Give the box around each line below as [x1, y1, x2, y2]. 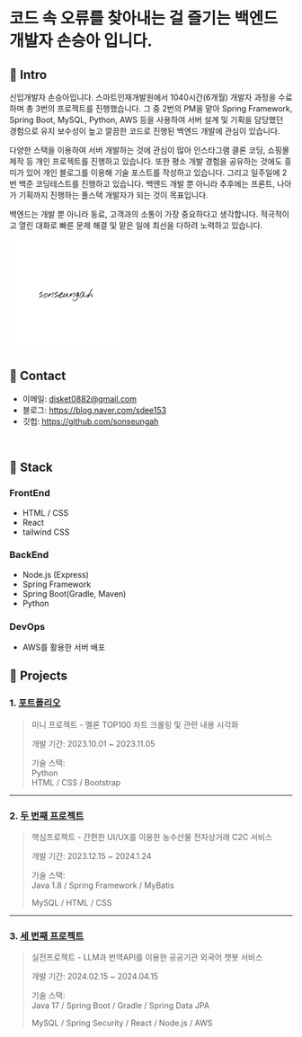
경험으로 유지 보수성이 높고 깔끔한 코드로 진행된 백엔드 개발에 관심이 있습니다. [9, 126, 280, 136]
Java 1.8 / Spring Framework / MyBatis [31, 880, 175, 891]
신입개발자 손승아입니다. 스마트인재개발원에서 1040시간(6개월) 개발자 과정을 [9, 92, 277, 102]
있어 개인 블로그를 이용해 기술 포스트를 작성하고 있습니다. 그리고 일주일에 [25, 167, 280, 178]
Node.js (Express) [22, 569, 90, 580]
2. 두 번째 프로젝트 [9, 810, 84, 822]
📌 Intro [9, 66, 48, 82]
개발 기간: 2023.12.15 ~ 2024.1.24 [31, 851, 152, 862]
